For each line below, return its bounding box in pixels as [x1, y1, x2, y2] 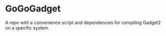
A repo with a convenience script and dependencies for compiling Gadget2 [5, 19, 161, 25]
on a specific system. [5, 24, 49, 30]
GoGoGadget [5, 3, 61, 14]
